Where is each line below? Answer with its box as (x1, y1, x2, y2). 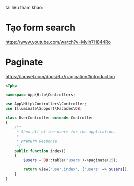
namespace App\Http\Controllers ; (5, 92, 76, 97)
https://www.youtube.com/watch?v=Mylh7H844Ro (5, 39, 111, 45)
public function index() (14, 148, 66, 154)
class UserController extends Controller (5, 115, 94, 121)
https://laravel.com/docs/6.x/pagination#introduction (5, 73, 115, 79)
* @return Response (16, 139, 57, 144)
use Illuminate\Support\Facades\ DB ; (5, 106, 82, 111)
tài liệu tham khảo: (5, 5, 44, 10)
